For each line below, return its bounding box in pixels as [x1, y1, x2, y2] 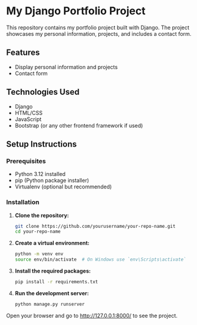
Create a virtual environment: [14, 240, 90, 247]
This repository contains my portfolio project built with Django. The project [6, 24, 190, 31]
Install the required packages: [14, 267, 91, 275]
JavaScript [14, 115, 42, 123]
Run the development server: [14, 289, 90, 296]
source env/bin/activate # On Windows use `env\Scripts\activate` [14, 256, 186, 263]
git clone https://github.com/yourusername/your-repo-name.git [14, 223, 176, 229]
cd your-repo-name [14, 228, 61, 235]
